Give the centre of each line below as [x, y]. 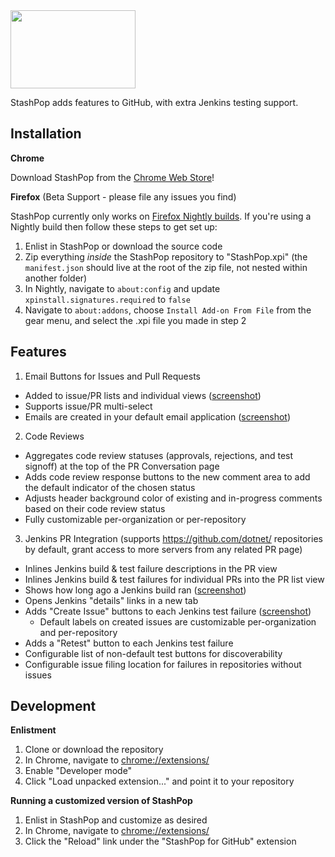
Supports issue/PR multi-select [88, 406]
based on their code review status [95, 508]
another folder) [56, 278]
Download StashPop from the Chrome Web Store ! [112, 177]
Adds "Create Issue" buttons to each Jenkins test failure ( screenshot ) [168, 611]
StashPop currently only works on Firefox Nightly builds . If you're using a [161, 216]
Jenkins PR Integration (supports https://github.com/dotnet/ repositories [173, 538]
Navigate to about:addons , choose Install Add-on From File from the [168, 310]
